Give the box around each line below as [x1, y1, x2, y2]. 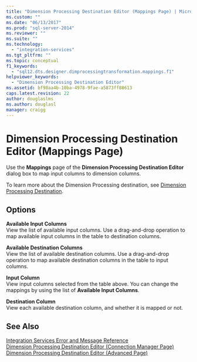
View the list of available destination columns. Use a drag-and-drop [6, 251, 169, 258]
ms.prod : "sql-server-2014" [6, 25, 75, 31]
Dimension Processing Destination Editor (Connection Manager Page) [6, 343, 174, 350]
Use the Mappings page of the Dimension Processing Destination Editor [6, 164, 184, 171]
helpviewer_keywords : [6, 74, 59, 80]
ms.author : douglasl [6, 101, 57, 107]
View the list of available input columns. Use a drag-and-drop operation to [6, 226, 186, 234]
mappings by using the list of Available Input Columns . [6, 287, 140, 294]
